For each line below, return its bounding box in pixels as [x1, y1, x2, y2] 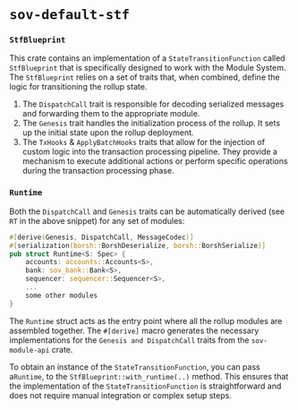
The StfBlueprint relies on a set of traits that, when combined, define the [9, 72, 280, 82]
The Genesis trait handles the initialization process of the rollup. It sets [21, 118, 280, 129]
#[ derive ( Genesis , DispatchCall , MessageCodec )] [9, 233, 194, 242]
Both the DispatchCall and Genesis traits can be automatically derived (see [9, 206, 285, 217]
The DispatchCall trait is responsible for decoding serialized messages [21, 98, 285, 109]
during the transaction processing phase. [21, 166, 175, 176]
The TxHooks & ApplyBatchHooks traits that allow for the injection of [21, 137, 266, 148]
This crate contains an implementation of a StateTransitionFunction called [9, 53, 285, 64]
